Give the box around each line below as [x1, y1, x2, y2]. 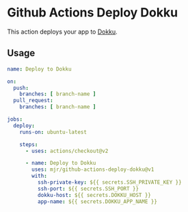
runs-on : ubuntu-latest [19, 128, 88, 135]
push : [13, 84, 29, 91]
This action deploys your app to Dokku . [7, 27, 118, 36]
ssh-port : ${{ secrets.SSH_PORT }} [37, 185, 139, 192]
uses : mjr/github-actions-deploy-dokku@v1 [31, 166, 155, 173]
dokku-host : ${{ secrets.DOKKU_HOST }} [37, 191, 152, 198]
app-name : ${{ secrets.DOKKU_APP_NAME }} [37, 198, 157, 205]
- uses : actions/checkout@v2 [25, 148, 109, 154]
